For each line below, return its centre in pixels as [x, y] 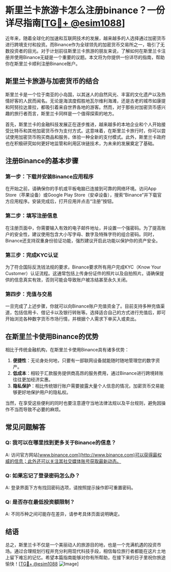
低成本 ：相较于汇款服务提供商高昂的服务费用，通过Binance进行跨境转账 [88, 373]
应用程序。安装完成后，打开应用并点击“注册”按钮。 [63, 201]
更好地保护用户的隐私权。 [44, 393]
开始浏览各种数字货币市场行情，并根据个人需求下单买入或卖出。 [72, 319]
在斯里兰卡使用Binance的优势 [52, 336]
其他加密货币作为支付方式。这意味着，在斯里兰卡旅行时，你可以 [94, 131]
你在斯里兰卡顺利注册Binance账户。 [43, 64]
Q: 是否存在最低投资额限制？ [40, 502]
